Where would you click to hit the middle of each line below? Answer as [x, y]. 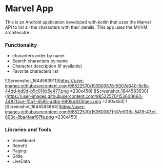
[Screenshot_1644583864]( [32, 107]
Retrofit [20, 146]
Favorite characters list [35, 71]
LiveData [21, 161]
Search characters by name [40, 61]
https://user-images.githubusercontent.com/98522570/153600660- [75, 96]
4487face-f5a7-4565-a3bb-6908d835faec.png [53, 102]
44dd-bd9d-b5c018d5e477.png [37, 91]
